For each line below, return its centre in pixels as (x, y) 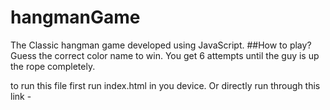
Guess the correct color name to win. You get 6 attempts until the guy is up (165, 55)
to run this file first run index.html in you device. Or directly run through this (165, 85)
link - (21, 96)
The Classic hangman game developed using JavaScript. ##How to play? (161, 45)
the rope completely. (53, 66)
